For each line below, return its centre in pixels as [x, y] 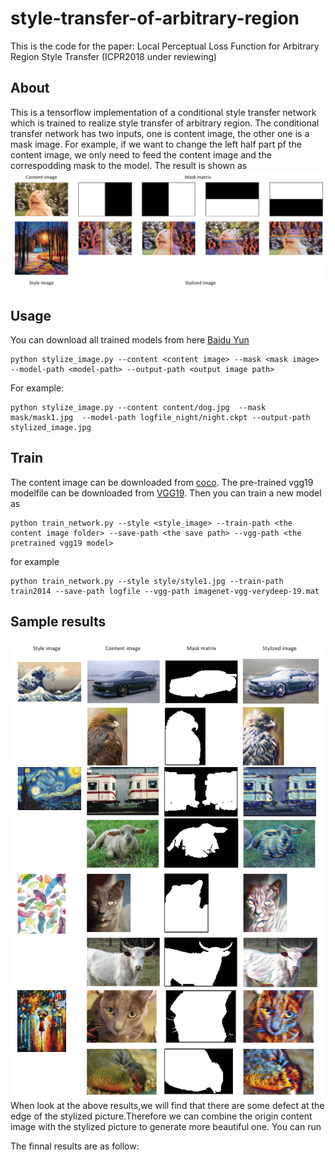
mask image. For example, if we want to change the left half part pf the [156, 144]
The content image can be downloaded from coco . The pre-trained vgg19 [162, 482]
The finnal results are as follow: [75, 1146]
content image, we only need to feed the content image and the [141, 154]
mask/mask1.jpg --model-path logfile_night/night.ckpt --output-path [160, 418]
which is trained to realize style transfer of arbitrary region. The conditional [165, 123]
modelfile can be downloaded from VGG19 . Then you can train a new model [166, 493]
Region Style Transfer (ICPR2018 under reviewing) [114, 56]
